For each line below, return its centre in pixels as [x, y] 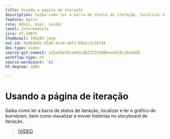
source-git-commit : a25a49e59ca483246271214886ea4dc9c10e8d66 [73, 52]
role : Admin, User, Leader [34, 24]
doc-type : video [22, 48]
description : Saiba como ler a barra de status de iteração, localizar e [85, 15]
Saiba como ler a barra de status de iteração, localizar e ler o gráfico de [81, 110]
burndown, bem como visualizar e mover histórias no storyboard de [76, 116]
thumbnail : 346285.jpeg [31, 39]
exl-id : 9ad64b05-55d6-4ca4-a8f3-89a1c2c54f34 [55, 43]
